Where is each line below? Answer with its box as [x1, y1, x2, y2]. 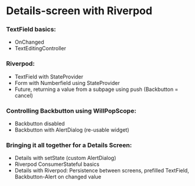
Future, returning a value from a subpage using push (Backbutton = [14, 86, 179, 93]
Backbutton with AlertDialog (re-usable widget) [14, 126, 130, 133]
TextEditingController [14, 45, 67, 52]
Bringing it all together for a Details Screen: [6, 141, 133, 149]
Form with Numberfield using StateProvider [14, 79, 120, 86]
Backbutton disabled [14, 120, 65, 128]
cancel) [14, 92, 34, 99]
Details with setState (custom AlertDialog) [14, 155, 117, 162]
